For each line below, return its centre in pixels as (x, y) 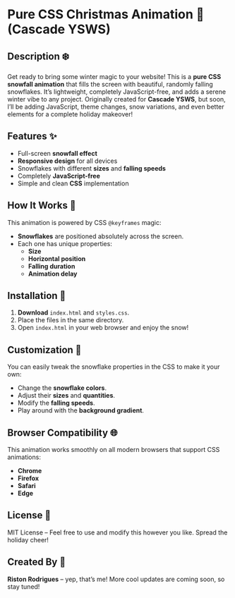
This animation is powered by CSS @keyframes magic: (84, 222)
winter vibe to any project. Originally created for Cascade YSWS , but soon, (116, 99)
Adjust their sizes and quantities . (66, 396)
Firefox (28, 478)
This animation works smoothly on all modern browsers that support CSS (114, 450)
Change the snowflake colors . (62, 388)
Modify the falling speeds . (56, 403)
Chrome (30, 471)
